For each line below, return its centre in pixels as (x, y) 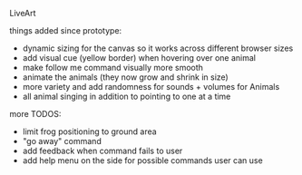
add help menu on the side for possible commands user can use (142, 160)
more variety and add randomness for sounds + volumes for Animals (151, 87)
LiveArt (23, 13)
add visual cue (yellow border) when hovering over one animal (139, 58)
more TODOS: (35, 114)
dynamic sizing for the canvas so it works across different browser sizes (158, 48)
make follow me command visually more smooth (113, 68)
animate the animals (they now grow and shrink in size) (125, 77)
